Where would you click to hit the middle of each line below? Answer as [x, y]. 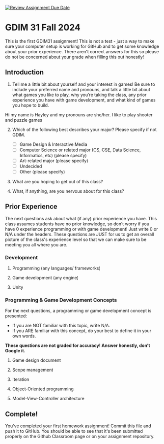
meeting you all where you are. [36, 244]
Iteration [21, 379]
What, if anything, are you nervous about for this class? [68, 191]
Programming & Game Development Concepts [61, 300]
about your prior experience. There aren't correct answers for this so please [82, 51]
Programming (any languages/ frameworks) [56, 268]
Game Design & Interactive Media [53, 144]
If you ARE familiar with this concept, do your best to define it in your [82, 331]
